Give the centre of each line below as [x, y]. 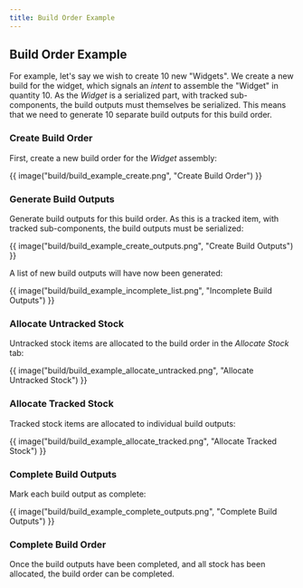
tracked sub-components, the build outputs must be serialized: [127, 228]
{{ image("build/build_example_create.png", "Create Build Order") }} [136, 175]
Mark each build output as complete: [78, 494]
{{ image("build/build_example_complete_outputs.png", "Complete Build [143, 511]
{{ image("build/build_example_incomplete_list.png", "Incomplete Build [141, 291]
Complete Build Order [58, 545]
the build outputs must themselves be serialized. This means [173, 105]
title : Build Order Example [62, 18]
